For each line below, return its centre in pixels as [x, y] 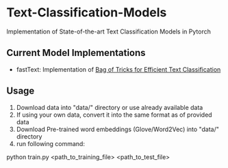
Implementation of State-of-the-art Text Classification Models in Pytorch [109, 31]
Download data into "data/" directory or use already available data [110, 107]
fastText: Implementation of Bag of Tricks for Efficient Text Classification [118, 69]
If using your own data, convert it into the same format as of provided [114, 115]
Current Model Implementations [76, 53]
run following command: [50, 143]
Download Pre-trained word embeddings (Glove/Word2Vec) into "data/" [118, 129]
